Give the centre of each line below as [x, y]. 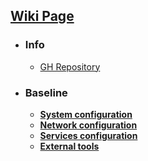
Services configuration [88, 135]
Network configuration [88, 125]
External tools [69, 146]
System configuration [86, 114]
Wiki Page [42, 16]
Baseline [46, 92]
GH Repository [70, 66]
